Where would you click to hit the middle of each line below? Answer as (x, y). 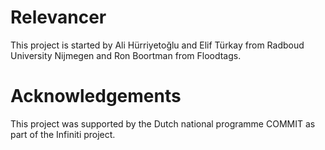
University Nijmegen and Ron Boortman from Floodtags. (126, 55)
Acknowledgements (96, 96)
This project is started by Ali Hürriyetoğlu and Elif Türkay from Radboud (157, 45)
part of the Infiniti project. (63, 134)
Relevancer (58, 17)
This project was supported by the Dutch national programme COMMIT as (163, 123)
